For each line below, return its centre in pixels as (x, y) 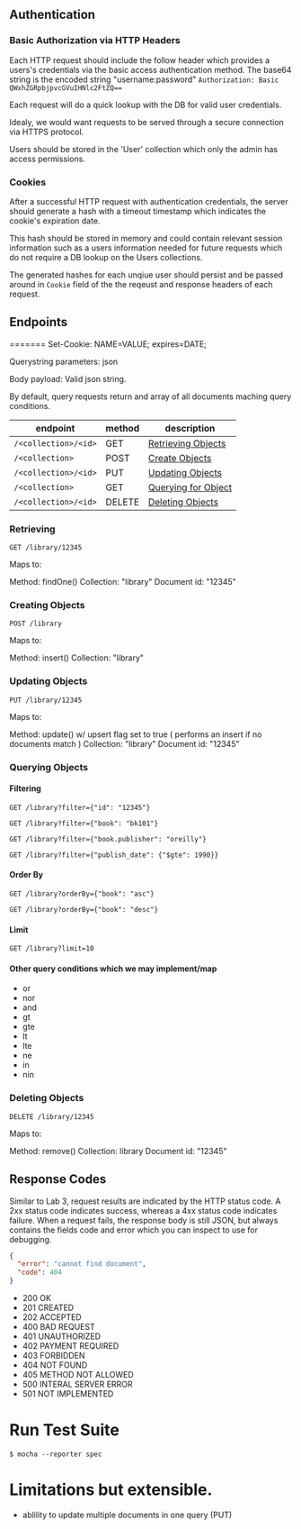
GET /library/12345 (46, 548)
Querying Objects (49, 767)
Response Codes (58, 1179)
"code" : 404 (40, 1273)
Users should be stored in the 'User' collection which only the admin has (144, 149)
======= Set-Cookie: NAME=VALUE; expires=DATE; (108, 344)
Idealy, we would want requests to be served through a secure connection (147, 122)
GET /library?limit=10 (52, 949)
